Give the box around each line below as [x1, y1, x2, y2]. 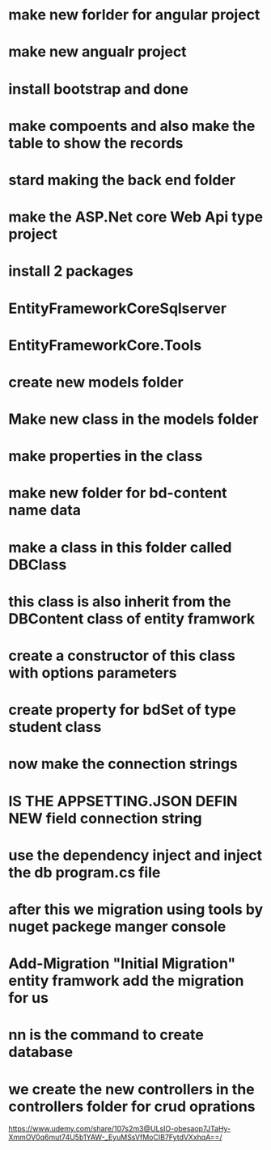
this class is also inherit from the [8, 592, 231, 611]
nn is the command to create [8, 1025, 205, 1044]
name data [8, 501, 82, 519]
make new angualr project [8, 43, 188, 61]
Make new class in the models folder [8, 410, 259, 429]
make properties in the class [8, 447, 203, 466]
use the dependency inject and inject [8, 846, 263, 865]
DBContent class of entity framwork [8, 609, 256, 628]
